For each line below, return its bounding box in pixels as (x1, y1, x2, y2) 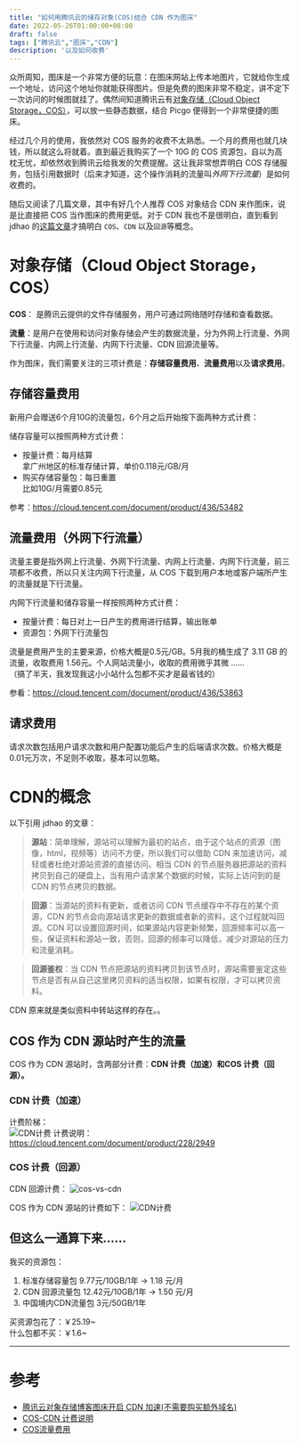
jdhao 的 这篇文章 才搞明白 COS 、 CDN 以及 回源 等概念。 (9, 221, 198, 232)
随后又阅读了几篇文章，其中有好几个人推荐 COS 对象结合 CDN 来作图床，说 (9, 199, 287, 209)
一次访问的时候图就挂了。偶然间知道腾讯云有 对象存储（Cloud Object (9, 94, 261, 105)
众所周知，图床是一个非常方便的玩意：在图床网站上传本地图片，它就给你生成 (9, 72, 290, 83)
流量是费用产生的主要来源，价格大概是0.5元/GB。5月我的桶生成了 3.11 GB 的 (9, 646, 287, 656)
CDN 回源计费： (9, 1183, 69, 1194)
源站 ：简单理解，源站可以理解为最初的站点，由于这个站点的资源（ (30, 836, 273, 847)
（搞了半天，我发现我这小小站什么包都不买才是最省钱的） (9, 668, 220, 679)
